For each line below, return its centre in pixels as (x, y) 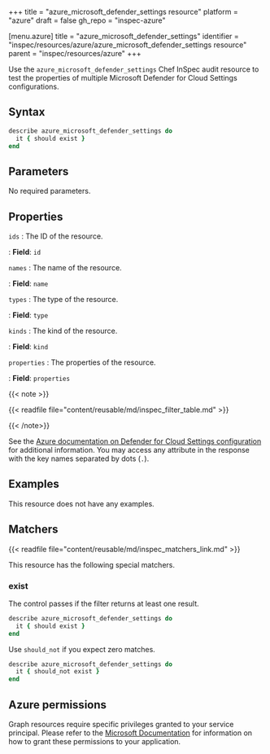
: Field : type (28, 315)
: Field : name (28, 283)
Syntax (27, 112)
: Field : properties (39, 379)
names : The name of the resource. (65, 268)
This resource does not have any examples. (81, 503)
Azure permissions (58, 705)
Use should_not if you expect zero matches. (82, 649)
